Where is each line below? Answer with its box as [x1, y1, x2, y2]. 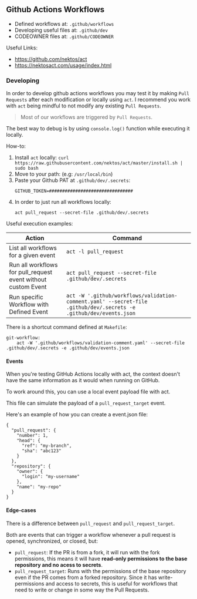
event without [9, 275, 47, 284]
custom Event [9, 283, 47, 291]
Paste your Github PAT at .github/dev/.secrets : [14, 177, 131, 184]
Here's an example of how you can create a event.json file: [6, 411, 148, 418]
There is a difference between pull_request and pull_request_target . [6, 520, 175, 527]
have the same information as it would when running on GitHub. [6, 377, 160, 384]
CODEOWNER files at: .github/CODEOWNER [14, 32, 114, 40]
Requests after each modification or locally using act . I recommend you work [6, 96, 191, 103]
